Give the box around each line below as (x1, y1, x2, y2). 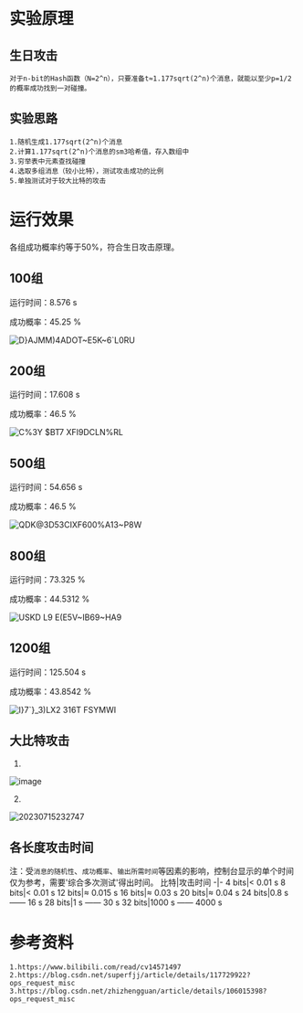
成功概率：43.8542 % (9, 686, 92, 697)
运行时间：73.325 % (9, 574, 86, 585)
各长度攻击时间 (9, 840, 94, 856)
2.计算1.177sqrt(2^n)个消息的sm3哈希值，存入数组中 (9, 147, 190, 156)
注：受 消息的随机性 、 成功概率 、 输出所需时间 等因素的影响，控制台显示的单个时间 (9, 866, 295, 877)
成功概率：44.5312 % (9, 593, 90, 604)
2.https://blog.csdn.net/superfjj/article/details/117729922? (9, 971, 251, 980)
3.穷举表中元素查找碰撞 (9, 156, 87, 165)
